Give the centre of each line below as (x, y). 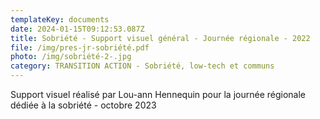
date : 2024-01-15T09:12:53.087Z (77, 29)
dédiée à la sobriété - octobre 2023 (83, 105)
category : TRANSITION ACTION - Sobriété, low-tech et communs (142, 66)
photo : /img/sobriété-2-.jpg (71, 57)
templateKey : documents (60, 19)
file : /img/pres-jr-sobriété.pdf (80, 47)
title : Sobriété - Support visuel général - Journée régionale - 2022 (160, 38)
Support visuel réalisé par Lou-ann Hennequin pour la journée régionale (158, 94)
